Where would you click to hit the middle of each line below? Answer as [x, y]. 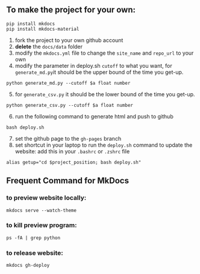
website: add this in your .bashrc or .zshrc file [72, 151]
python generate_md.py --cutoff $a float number [68, 83]
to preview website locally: [46, 198]
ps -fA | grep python [33, 238]
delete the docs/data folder [49, 46]
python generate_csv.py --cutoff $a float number [70, 105]
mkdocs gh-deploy [28, 266]
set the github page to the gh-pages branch [68, 138]
